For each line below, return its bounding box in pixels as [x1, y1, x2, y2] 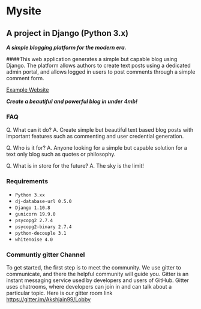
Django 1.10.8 [14, 205, 50, 211]
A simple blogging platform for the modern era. [6, 44, 127, 51]
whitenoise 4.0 [14, 237, 53, 243]
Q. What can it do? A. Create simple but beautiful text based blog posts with [6, 126, 194, 134]
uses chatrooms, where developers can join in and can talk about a [6, 283, 172, 290]
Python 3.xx [14, 192, 45, 198]
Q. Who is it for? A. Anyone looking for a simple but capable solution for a [6, 144, 187, 152]
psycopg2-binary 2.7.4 [14, 223, 72, 230]
